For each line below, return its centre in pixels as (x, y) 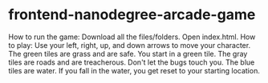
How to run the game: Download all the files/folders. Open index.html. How (132, 37)
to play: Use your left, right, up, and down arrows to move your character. (130, 45)
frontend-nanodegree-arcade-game (132, 15)
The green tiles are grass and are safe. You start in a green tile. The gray (128, 53)
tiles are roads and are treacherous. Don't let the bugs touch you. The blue (132, 62)
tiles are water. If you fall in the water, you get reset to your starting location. (134, 70)
